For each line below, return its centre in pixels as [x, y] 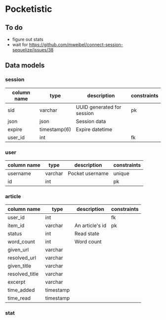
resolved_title [23, 274]
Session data [91, 121]
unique [121, 173]
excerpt [17, 282]
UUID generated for [99, 107]
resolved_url [22, 258]
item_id [16, 226]
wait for [20, 45]
